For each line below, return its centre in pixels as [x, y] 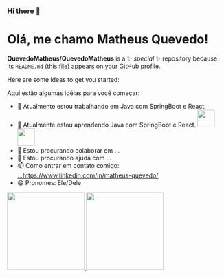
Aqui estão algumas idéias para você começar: [74, 93]
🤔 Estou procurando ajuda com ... [64, 158]
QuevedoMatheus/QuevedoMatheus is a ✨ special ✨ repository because [112, 58]
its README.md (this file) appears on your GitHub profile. [84, 66]
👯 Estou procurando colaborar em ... [68, 150]
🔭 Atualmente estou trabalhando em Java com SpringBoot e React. [111, 106]
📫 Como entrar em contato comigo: [68, 165]
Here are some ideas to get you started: [64, 79]
